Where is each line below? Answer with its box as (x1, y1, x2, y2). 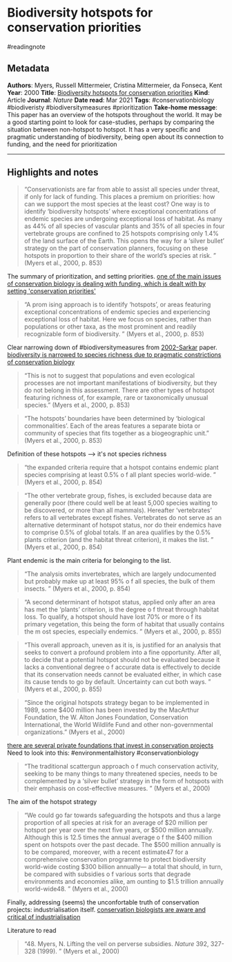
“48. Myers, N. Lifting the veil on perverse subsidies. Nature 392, (23, 939, 209, 947)
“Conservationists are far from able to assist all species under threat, (23, 185, 220, 193)
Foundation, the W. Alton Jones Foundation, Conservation (23, 712, 188, 721)
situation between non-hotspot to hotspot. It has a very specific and (7, 125, 201, 133)
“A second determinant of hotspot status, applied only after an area (23, 597, 215, 606)
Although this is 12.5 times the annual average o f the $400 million (23, 833, 213, 841)
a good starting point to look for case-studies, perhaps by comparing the (7, 118, 215, 126)
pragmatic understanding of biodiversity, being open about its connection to (7, 132, 224, 141)
